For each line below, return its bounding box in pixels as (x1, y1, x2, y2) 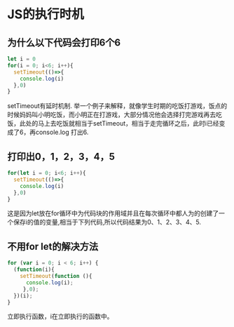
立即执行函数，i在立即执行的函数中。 (7, 312, 113, 321)
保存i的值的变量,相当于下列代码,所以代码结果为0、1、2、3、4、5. (13, 218, 202, 227)
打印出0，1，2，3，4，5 (7, 150, 116, 162)
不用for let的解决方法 (7, 240, 99, 253)
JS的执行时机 (7, 6, 84, 22)
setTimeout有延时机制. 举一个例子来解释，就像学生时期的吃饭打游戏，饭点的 (7, 102, 228, 110)
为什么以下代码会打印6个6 (7, 36, 121, 48)
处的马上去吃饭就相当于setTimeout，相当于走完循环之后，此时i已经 (25, 119, 219, 128)
